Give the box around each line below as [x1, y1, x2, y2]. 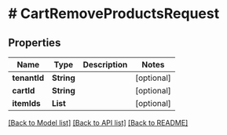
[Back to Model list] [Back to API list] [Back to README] [8, 119, 189, 127]
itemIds [12, 98, 41, 108]
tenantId [12, 72, 45, 83]
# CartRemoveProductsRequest [8, 5, 220, 23]
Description [82, 60, 128, 70]
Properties [8, 36, 61, 49]
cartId [12, 86, 35, 96]
